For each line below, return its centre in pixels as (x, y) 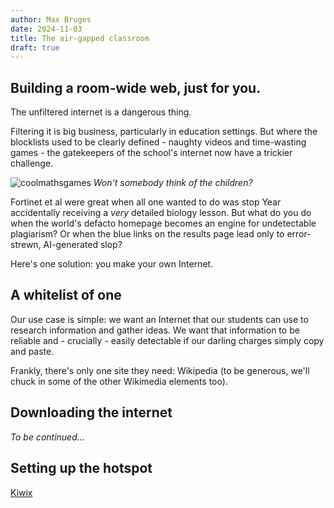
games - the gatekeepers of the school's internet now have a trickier (151, 153)
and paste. (32, 351)
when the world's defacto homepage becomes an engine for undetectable (163, 223)
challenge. (32, 163)
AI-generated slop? (83, 245)
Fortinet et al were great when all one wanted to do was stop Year (146, 202)
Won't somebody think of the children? (173, 183)
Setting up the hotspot (81, 468)
